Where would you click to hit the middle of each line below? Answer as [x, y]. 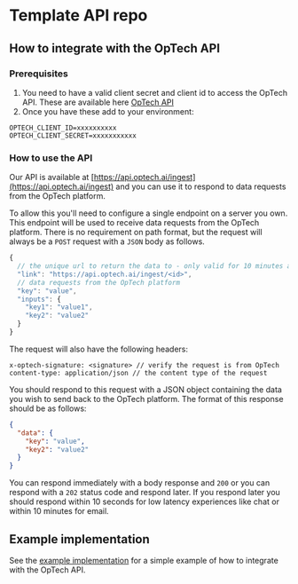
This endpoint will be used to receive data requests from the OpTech [134, 223]
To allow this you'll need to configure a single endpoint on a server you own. [149, 213]
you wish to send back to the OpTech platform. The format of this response [146, 399]
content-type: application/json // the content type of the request [138, 373]
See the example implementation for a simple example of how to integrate [144, 560]
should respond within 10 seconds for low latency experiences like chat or [144, 501]
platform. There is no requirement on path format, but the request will [136, 233]
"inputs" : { [39, 299]
